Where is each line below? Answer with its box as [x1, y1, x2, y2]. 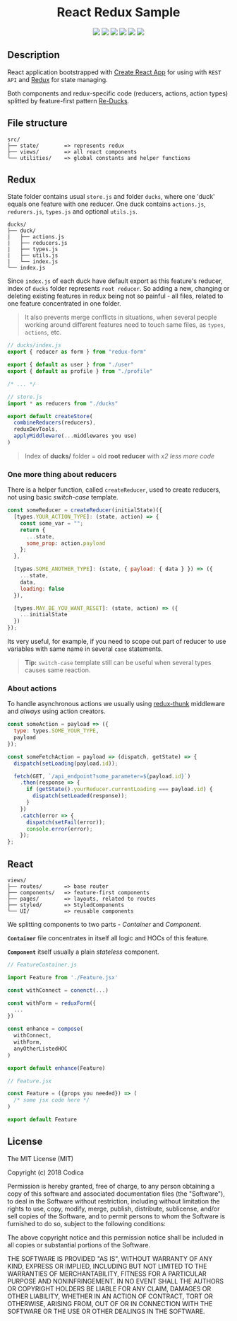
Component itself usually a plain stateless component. [7, 947, 160, 956]
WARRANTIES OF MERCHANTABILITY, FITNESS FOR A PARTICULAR [7, 1269, 207, 1278]
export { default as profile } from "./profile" [7, 368, 153, 375]
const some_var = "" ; [20, 519, 83, 527]
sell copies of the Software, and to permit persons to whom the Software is [7, 1211, 226, 1221]
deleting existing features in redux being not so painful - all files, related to [7, 292, 224, 301]
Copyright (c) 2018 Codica [7, 1168, 85, 1177]
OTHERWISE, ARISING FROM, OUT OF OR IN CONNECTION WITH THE [7, 1299, 213, 1308]
